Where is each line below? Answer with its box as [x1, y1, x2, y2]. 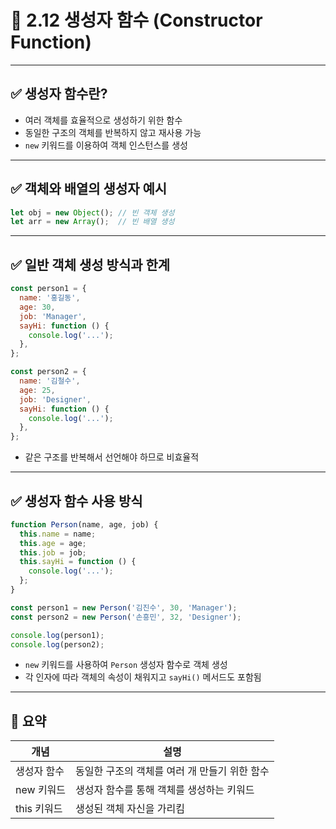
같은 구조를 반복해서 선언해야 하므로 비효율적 [24, 451, 200, 463]
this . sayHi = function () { [19, 557, 137, 567]
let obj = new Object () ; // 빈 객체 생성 [10, 207, 175, 218]
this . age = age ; [19, 538, 87, 548]
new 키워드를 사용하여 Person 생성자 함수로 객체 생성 [24, 659, 228, 671]
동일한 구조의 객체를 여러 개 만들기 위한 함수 [75, 764, 270, 778]
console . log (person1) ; [10, 630, 105, 640]
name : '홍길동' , [19, 293, 81, 303]
